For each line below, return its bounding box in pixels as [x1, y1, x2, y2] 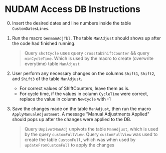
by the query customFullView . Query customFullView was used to [24, 131, 158, 137]
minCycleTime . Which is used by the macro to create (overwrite [24, 55, 154, 61]
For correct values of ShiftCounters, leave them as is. [19, 85, 130, 91]
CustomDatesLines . [12, 25, 50, 31]
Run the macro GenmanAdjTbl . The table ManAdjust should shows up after [12, 35, 161, 41]
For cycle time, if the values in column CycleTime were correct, [19, 90, 148, 96]
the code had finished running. [12, 40, 76, 46]
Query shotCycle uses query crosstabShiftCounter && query [24, 50, 150, 56]
